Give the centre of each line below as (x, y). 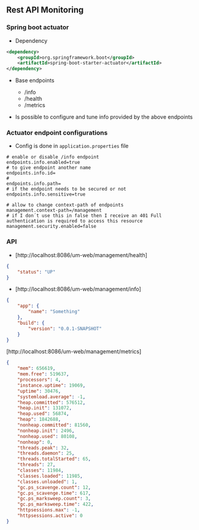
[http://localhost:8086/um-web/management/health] (81, 255)
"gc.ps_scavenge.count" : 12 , (54, 487)
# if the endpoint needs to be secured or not (66, 189)
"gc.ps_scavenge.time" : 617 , (54, 493)
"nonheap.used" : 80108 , (47, 436)
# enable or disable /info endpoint (53, 157)
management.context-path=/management (54, 210)
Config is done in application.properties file (72, 146)
